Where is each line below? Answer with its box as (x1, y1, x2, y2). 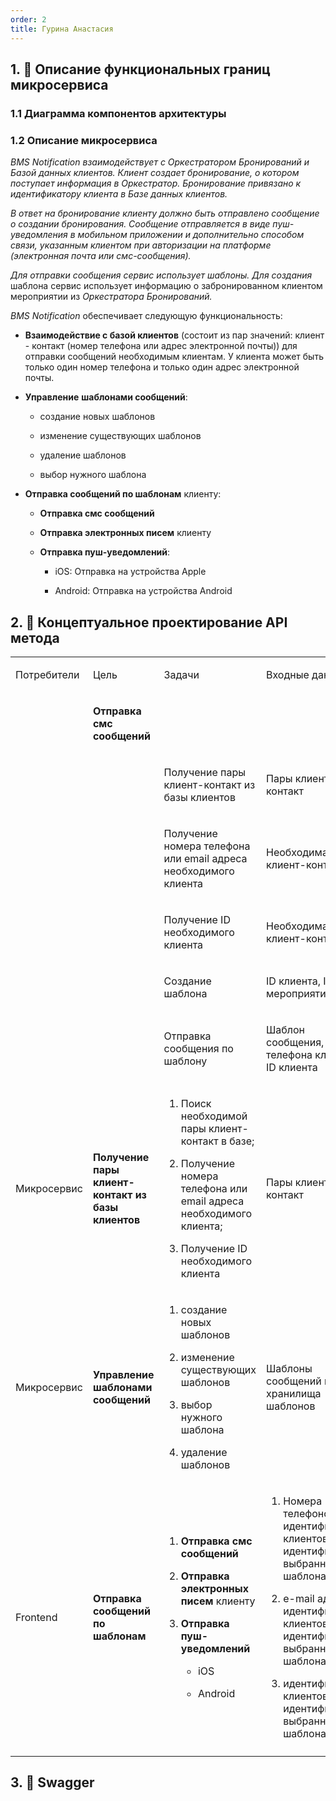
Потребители (15, 667, 80, 681)
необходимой (180, 1109, 248, 1123)
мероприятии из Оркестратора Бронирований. (10, 291, 213, 303)
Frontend (15, 1610, 58, 1624)
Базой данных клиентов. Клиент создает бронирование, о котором (10, 167, 300, 179)
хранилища (266, 1386, 322, 1400)
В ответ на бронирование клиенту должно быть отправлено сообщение (10, 207, 320, 220)
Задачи (163, 667, 200, 681)
